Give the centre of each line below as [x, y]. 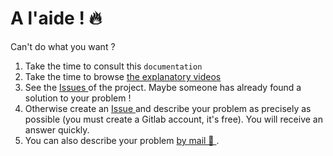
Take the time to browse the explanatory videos [123, 76]
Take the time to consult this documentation [113, 66]
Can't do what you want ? [63, 46]
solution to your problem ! [78, 98]
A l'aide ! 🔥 [56, 18]
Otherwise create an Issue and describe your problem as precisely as [168, 108]
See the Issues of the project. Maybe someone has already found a [163, 87]
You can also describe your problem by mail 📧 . [122, 140]
